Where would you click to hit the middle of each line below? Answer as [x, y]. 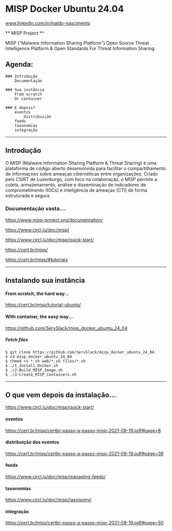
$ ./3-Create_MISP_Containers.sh [41, 374]
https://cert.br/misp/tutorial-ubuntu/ [43, 305]
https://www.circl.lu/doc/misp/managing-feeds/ [56, 477]
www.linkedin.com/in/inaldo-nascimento [48, 23]
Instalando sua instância [45, 280]
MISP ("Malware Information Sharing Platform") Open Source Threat [77, 43]
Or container [28, 99]
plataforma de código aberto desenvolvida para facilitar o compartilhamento [86, 168]
